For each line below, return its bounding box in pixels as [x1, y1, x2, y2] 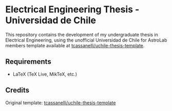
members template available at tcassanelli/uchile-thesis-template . [5, 42, 145, 48]
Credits [5, 86, 30, 95]
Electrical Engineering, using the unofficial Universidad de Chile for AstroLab [5, 37, 167, 43]
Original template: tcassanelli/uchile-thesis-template [5, 99, 116, 106]
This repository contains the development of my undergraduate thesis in [5, 31, 158, 38]
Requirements [5, 58, 51, 66]
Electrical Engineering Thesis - [5, 4, 140, 15]
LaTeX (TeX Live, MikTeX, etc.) [12, 71, 78, 77]
